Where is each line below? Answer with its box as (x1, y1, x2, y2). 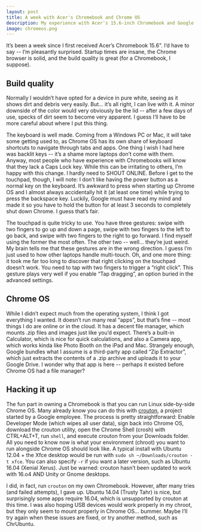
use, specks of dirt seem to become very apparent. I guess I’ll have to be (6, 113, 186, 120)
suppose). (6, 61, 31, 68)
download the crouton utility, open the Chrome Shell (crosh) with (6, 426, 166, 433)
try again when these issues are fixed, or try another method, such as (6, 513, 178, 521)
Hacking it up (6, 385, 57, 395)
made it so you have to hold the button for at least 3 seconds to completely (6, 201, 191, 208)
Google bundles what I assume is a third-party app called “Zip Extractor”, (6, 348, 187, 355)
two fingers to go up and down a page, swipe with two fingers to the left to (6, 226, 190, 233)
